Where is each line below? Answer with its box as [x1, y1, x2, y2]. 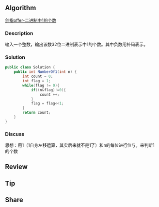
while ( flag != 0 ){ [22, 83, 60, 88]
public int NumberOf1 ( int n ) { [14, 69, 77, 74]
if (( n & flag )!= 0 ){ [31, 87, 66, 92]
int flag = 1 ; [22, 79, 51, 84]
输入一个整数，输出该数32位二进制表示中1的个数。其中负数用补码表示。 [5, 41, 148, 48]
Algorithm [5, 4, 36, 12]
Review [5, 163, 28, 171]
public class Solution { [5, 65, 55, 70]
